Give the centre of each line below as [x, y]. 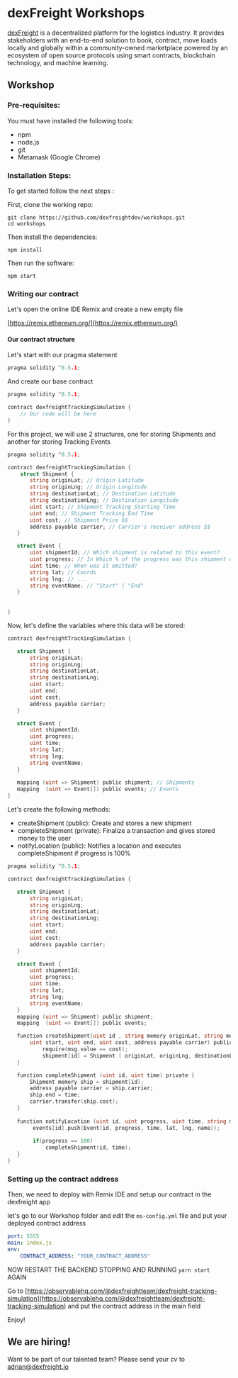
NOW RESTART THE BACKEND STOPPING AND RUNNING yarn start [109, 1270]
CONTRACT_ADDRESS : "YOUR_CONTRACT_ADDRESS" [85, 1256]
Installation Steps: [39, 175]
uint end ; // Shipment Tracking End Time [91, 513]
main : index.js [30, 1243]
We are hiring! [39, 1342]
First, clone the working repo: [50, 204]
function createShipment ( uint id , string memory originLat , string [120, 1036]
